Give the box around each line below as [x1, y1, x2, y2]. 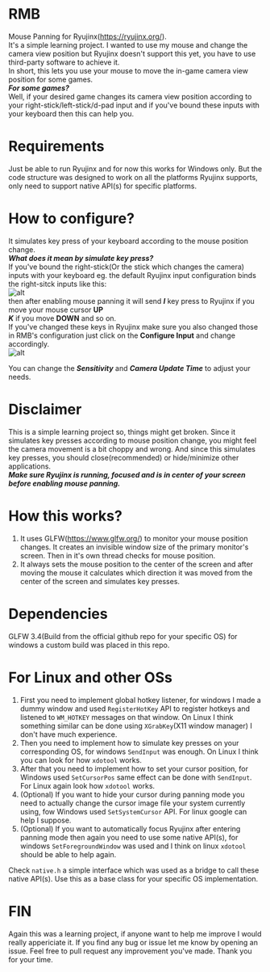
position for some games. [8, 74, 93, 84]
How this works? [8, 507, 123, 525]
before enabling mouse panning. [8, 478, 121, 488]
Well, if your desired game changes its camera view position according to [8, 91, 252, 101]
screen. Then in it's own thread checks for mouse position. [19, 550, 216, 560]
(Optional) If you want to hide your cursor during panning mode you [19, 789, 245, 799]
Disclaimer [8, 401, 82, 419]
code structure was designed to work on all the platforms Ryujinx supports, [8, 172, 258, 182]
